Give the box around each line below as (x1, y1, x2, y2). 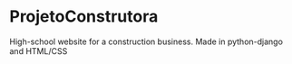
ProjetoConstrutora (9, 6, 159, 27)
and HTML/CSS (9, 45, 68, 56)
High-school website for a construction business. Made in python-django (9, 36, 284, 47)
